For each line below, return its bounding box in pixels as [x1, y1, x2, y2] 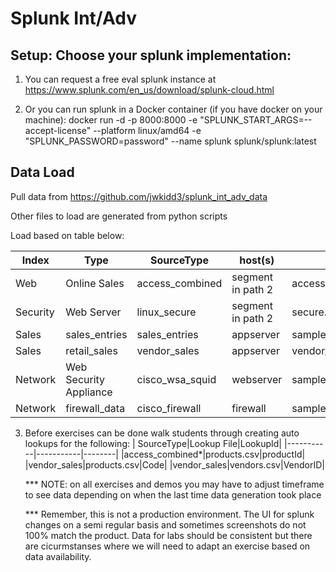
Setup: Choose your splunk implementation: [10, 47, 292, 64]
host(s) [239, 253, 275, 267]
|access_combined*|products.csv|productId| [120, 448, 306, 460]
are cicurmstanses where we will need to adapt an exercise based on [24, 540, 311, 552]
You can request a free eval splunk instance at [24, 73, 217, 85]
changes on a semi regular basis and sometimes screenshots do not [24, 518, 307, 531]
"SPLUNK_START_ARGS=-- [199, 114, 313, 126]
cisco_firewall [136, 401, 202, 415]
